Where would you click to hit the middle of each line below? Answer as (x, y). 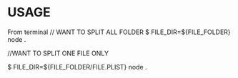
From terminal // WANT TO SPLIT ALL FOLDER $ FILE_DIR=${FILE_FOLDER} (119, 32)
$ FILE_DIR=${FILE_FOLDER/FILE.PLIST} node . (78, 67)
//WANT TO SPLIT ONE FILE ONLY (58, 53)
